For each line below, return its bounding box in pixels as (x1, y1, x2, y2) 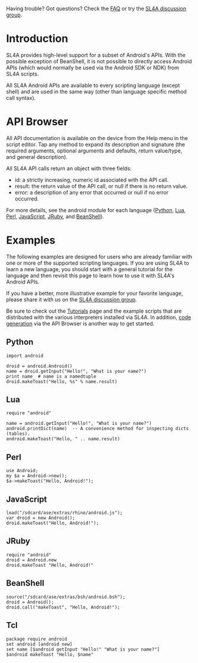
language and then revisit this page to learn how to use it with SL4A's (6, 272, 175, 279)
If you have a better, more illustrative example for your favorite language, (6, 290, 183, 297)
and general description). (6, 153, 68, 160)
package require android (6, 636, 67, 642)
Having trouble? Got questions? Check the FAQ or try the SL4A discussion (6, 5, 187, 12)
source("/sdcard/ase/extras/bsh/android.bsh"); (6, 594, 126, 600)
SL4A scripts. (6, 70, 40, 77)
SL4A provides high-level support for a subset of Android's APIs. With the (6, 51, 186, 58)
